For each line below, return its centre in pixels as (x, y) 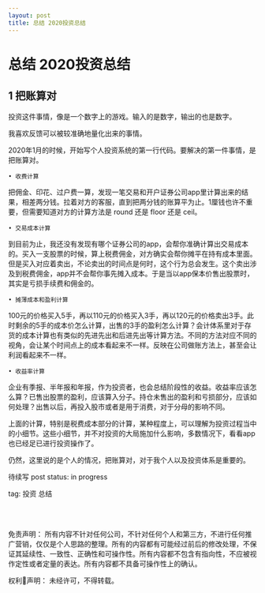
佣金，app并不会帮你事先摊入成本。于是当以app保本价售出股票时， (145, 273)
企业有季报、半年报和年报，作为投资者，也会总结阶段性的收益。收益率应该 (129, 387)
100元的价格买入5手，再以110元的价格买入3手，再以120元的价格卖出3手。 (128, 315)
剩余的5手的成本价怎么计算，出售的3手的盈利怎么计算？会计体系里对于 (129, 325)
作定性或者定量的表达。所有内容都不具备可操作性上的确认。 (105, 563)
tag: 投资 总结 (30, 494)
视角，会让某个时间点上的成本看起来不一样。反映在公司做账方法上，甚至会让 (132, 345)
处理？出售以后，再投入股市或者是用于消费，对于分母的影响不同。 (122, 407)
